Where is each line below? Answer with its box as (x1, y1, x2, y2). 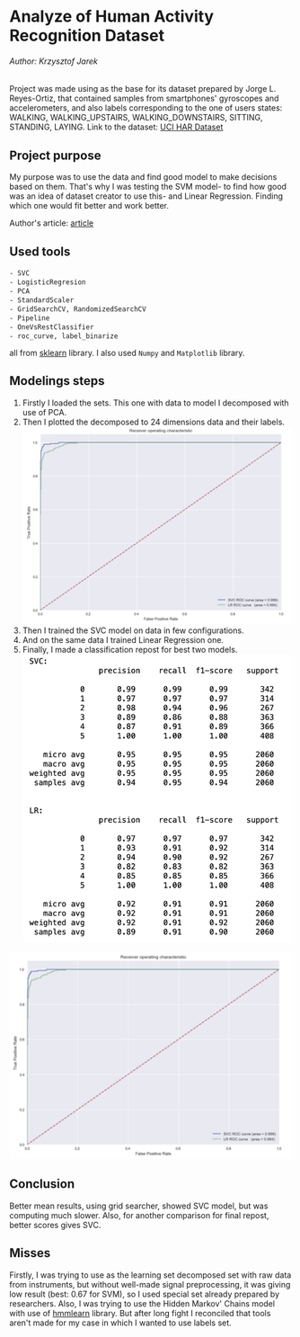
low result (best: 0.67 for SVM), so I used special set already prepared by (9, 1288, 280, 1299)
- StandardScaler (9, 296, 75, 305)
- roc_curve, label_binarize (9, 332, 119, 341)
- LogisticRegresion (9, 278, 87, 287)
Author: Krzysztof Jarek (9, 56, 99, 67)
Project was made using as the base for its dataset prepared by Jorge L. (9, 84, 277, 94)
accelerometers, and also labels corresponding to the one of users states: (9, 103, 283, 113)
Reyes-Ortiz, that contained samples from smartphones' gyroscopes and (9, 93, 279, 104)
